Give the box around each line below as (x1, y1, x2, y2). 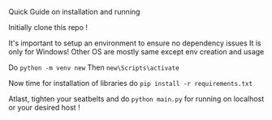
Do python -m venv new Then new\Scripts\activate (8, 62, 180, 72)
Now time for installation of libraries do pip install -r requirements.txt (8, 79, 253, 88)
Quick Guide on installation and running (8, 7, 140, 16)
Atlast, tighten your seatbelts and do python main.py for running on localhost (8, 94, 265, 104)
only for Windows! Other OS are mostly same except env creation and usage (8, 47, 265, 56)
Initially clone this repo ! (8, 23, 88, 32)
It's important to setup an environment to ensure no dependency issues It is (8, 38, 261, 48)
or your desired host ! (8, 103, 80, 112)
